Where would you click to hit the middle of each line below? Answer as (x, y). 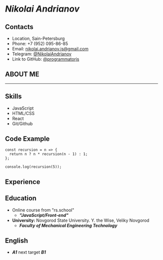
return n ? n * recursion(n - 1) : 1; (49, 154)
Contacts (19, 27)
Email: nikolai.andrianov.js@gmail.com (50, 49)
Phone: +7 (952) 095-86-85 (40, 44)
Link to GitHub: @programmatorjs (46, 59)
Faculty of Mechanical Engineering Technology (68, 225)
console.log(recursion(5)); (33, 167)
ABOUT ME (22, 74)
